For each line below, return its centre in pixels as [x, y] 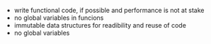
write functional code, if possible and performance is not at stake [109, 10]
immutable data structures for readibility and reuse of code [100, 25]
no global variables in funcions [59, 18]
